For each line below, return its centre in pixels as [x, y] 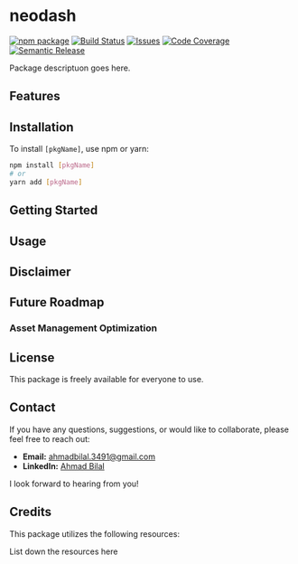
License [32, 357]
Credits [31, 512]
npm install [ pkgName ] [52, 165]
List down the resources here [64, 551]
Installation [42, 127]
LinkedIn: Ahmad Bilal [64, 465]
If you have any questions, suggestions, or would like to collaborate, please [149, 429]
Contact [33, 408]
